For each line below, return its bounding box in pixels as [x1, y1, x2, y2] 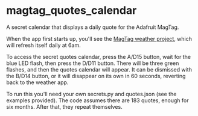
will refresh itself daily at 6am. [6, 41, 81, 49]
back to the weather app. [6, 79, 69, 86]
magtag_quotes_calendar [6, 4, 137, 17]
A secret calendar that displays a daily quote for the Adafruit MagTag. [6, 23, 179, 31]
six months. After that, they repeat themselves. [6, 103, 123, 110]
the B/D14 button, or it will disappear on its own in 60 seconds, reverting [6, 72, 186, 79]
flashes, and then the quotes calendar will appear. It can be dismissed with [6, 66, 192, 73]
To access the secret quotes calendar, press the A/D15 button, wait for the [6, 53, 191, 60]
